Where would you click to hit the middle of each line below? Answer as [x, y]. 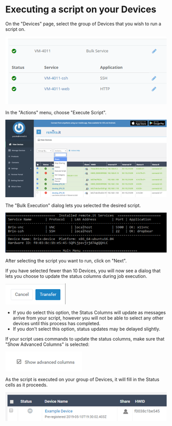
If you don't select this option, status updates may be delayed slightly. [86, 329]
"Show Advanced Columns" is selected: [47, 344]
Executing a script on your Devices [81, 10]
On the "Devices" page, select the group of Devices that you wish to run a [83, 24]
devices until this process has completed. [57, 324]
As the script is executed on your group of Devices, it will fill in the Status [82, 380]
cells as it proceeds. [26, 385]
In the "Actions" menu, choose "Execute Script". [56, 112]
